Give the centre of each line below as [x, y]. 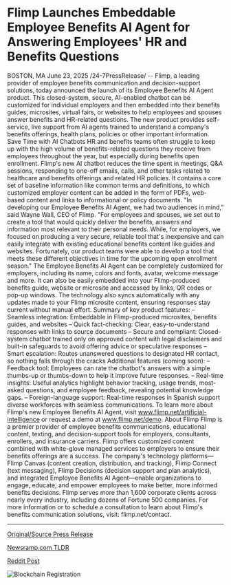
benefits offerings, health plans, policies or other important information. [108, 134]
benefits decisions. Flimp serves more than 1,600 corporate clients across [112, 492]
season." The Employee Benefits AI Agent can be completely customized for [115, 266]
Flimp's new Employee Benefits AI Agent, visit [72, 412]
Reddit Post [23, 561]
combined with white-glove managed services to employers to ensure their [113, 448]
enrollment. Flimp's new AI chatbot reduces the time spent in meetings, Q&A [115, 163]
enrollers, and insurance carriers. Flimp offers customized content [101, 441]
